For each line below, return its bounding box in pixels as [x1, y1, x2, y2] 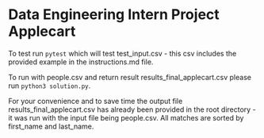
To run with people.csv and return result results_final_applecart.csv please [8, 72, 252, 82]
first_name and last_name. [8, 121, 94, 131]
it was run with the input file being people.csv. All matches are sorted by [8, 113, 244, 122]
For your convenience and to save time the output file [8, 96, 183, 105]
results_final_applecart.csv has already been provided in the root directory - [8, 105, 256, 114]
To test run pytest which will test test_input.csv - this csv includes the [8, 48, 237, 58]
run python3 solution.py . [8, 81, 91, 90]
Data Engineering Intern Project [8, 6, 220, 24]
